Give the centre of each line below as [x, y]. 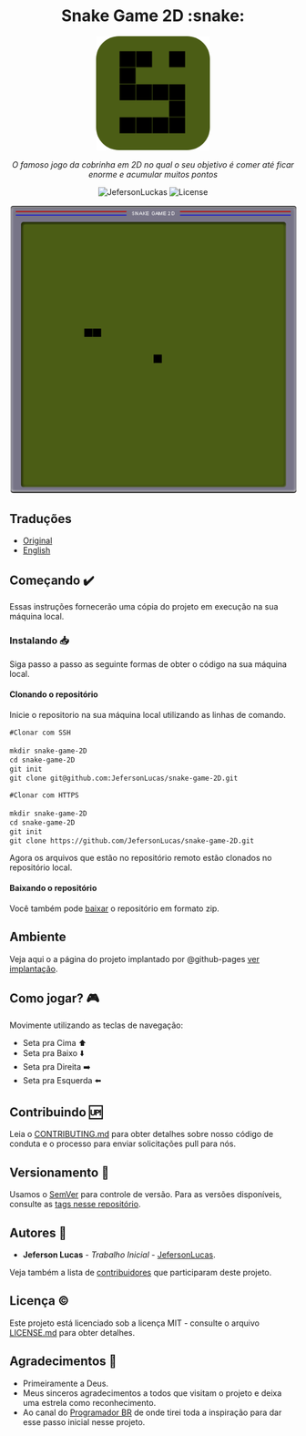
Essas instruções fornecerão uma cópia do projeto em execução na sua [144, 607]
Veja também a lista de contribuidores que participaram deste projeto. [141, 1273]
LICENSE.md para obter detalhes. [72, 1332]
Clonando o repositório [54, 694]
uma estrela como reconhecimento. [89, 1402]
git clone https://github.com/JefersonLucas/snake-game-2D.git [132, 841]
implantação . [34, 969]
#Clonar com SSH [40, 733]
